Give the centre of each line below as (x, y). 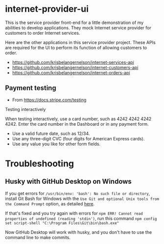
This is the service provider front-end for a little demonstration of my (74, 22)
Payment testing (31, 88)
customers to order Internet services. (43, 33)
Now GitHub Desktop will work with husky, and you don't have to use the (79, 232)
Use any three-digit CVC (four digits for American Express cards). (78, 138)
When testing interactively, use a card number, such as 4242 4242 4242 (78, 119)
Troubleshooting (40, 164)
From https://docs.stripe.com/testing (49, 100)
